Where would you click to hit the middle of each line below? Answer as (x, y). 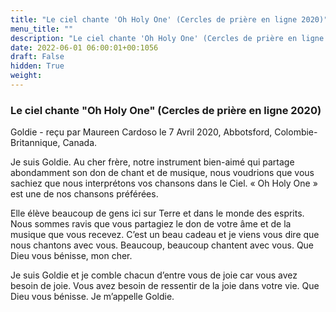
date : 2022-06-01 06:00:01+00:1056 (84, 47)
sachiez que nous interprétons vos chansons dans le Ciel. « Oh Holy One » (164, 183)
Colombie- (296, 132)
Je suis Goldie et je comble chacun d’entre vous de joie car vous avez (154, 275)
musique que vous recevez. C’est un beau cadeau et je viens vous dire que (165, 235)
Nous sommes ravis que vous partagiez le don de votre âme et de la (151, 224)
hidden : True (37, 66)
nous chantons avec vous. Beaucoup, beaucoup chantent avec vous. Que (162, 245)
